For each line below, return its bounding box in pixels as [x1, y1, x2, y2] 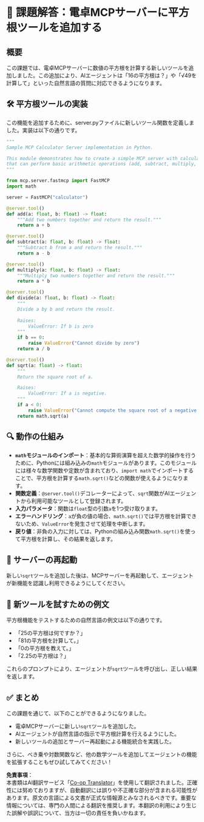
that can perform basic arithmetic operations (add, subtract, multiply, [6, 161, 197, 167]
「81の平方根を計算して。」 [15, 637, 82, 644]
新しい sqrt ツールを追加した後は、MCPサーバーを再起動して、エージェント [6, 572, 194, 579]
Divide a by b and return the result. [17, 306, 115, 312]
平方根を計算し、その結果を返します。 [20, 535, 117, 543]
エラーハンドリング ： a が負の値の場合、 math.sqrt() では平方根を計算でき [15, 512, 197, 519]
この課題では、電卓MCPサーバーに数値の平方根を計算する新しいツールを [6, 65, 189, 71]
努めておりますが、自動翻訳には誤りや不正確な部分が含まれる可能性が [22, 786, 198, 793]
